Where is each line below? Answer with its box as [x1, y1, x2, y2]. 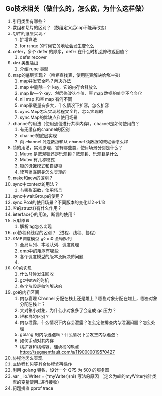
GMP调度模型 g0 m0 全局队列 [12, 236, 72, 241]
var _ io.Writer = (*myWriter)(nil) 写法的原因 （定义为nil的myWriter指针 [12, 373, 153, 379]
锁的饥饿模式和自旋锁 [19, 163, 62, 169]
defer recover [19, 54, 47, 60]
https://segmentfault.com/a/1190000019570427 [19, 349, 115, 355]
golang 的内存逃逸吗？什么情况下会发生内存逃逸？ [19, 332, 120, 337]
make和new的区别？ [12, 175, 54, 181]
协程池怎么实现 [12, 355, 43, 361]
